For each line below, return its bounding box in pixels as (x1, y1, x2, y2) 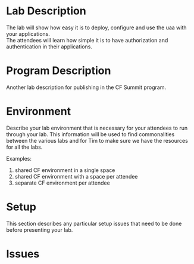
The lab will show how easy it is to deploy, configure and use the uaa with (6, 24, 187, 31)
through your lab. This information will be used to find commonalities (6, 130, 175, 138)
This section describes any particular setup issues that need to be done (6, 220, 182, 227)
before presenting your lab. (6, 226, 73, 234)
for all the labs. (6, 143, 43, 151)
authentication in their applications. (6, 43, 93, 50)
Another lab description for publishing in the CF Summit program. (6, 84, 167, 91)
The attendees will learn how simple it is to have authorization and (6, 36, 168, 44)
